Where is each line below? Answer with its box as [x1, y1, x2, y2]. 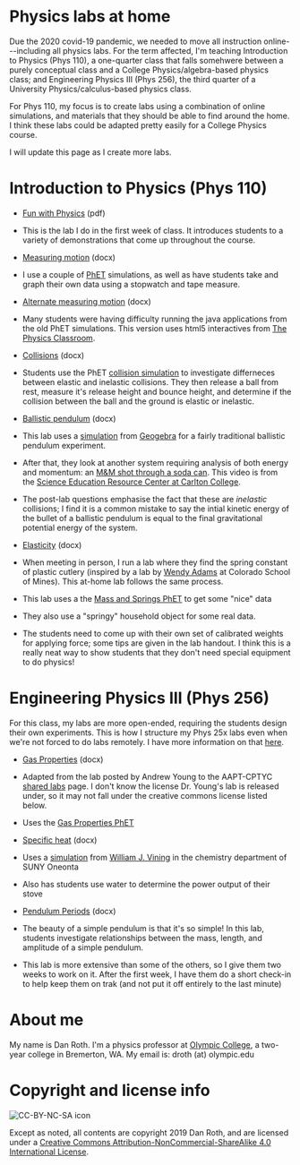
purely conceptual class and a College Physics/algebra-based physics [9, 64, 269, 75]
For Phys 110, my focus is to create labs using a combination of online [9, 100, 266, 111]
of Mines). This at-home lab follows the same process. [21, 576, 224, 587]
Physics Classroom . [21, 332, 96, 343]
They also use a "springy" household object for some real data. [21, 611, 256, 621]
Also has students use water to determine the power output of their [21, 878, 270, 889]
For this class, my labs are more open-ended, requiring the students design [9, 717, 287, 728]
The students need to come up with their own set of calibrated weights [21, 628, 284, 638]
